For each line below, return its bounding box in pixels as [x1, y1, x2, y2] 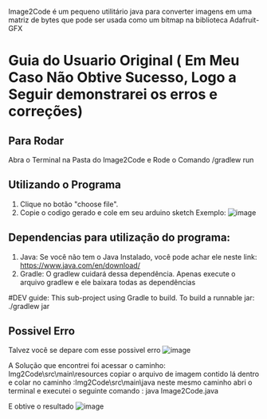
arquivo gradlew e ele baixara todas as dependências [19, 277, 196, 287]
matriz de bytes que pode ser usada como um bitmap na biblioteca [8, 15, 229, 25]
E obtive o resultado [8, 401, 74, 411]
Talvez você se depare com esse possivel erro [8, 346, 161, 355]
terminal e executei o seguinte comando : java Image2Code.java [8, 386, 219, 396]
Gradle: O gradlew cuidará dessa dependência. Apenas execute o [19, 268, 236, 278]
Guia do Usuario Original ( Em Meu [8, 52, 240, 70]
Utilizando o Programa [8, 178, 121, 192]
